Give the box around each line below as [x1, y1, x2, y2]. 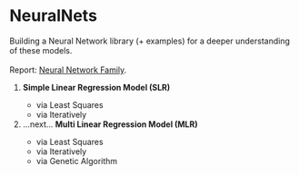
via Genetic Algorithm [35, 155, 118, 166]
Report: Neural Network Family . [9, 64, 127, 75]
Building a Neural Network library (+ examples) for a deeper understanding [9, 35, 291, 46]
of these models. [9, 44, 73, 55]
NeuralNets [9, 5, 98, 26]
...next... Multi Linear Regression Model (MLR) [22, 119, 198, 130]
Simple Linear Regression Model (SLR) [22, 82, 171, 92]
